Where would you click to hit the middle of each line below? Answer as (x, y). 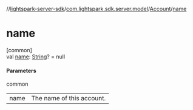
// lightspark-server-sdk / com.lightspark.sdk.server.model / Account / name (96, 9)
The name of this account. (69, 98)
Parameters (21, 70)
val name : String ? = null (36, 57)
